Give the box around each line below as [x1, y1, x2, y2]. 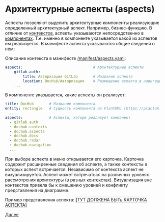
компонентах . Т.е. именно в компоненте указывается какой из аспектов [5, 35, 158, 41]
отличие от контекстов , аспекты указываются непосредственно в [5, 30, 144, 36]
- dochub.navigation [9, 142, 52, 148]
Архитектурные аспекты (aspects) [5, 3, 155, 15]
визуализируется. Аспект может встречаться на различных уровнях [5, 171, 149, 177]
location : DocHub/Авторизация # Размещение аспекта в [23, 79, 141, 83]
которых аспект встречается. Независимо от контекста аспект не [5, 166, 144, 172]
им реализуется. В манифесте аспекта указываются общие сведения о [5, 40, 155, 46]
